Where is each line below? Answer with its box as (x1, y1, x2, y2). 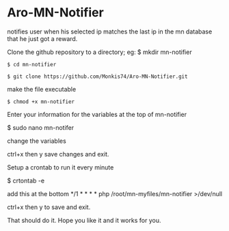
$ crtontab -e (7, 176, 45, 185)
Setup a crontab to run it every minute (7, 163, 114, 172)
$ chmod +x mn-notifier (7, 98, 75, 105)
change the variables (7, 137, 66, 145)
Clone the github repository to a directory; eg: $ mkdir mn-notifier (7, 48, 193, 56)
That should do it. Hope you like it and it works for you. (7, 216, 161, 224)
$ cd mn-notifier (7, 61, 57, 68)
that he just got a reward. (7, 34, 78, 42)
